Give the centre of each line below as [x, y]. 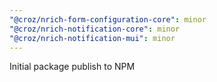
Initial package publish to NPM [72, 67]
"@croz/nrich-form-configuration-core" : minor [108, 19]
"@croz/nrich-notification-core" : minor [95, 29]
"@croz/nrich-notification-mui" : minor [92, 38]
